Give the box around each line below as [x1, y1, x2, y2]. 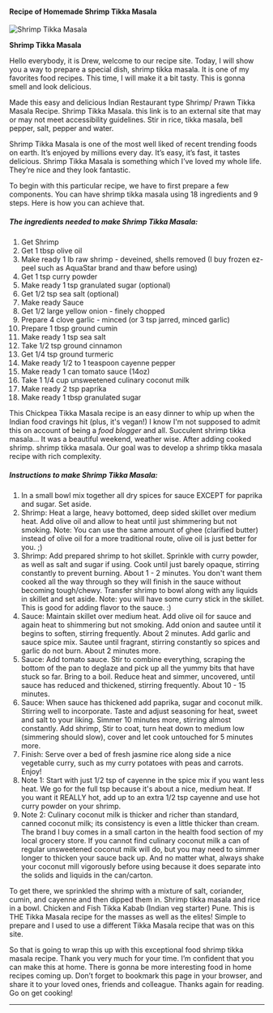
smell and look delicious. [9, 82, 92, 92]
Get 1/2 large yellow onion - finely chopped [20, 306, 165, 316]
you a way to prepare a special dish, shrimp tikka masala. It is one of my [9, 65, 250, 75]
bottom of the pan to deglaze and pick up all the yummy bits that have [20, 663, 255, 673]
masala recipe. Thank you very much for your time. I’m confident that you [9, 954, 254, 963]
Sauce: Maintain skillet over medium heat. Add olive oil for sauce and [20, 612, 252, 621]
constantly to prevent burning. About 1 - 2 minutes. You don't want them [20, 569, 262, 578]
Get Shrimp [20, 237, 59, 247]
